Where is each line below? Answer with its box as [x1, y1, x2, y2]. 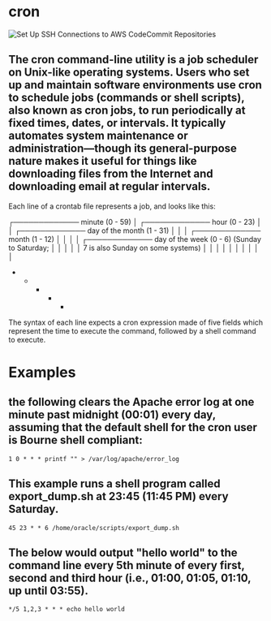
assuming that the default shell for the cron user [8, 420, 258, 434]
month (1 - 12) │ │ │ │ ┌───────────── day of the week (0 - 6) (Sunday [8, 234, 262, 244]
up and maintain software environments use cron [8, 78, 262, 92]
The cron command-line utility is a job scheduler [8, 53, 259, 67]
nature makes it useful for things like [8, 154, 197, 168]
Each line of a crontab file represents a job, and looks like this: [8, 201, 217, 211]
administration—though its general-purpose [8, 141, 238, 156]
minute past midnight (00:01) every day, [8, 408, 217, 422]
